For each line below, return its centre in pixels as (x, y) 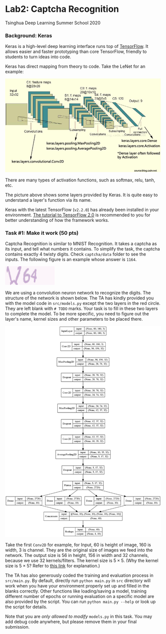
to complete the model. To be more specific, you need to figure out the (77, 314)
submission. (17, 627)
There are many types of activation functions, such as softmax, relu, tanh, (80, 180)
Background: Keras (29, 36)
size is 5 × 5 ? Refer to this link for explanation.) (53, 566)
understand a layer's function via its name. (48, 200)
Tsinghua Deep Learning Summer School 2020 (53, 23)
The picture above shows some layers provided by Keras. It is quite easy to (82, 195)
